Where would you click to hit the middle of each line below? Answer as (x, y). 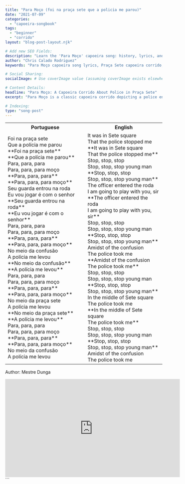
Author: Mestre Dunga (28, 372)
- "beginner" (23, 33)
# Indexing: (17, 106)
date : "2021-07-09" (25, 14)
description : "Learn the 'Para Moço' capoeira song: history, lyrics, (80, 56)
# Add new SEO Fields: (29, 51)
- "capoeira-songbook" (33, 24)
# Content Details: (25, 88)
